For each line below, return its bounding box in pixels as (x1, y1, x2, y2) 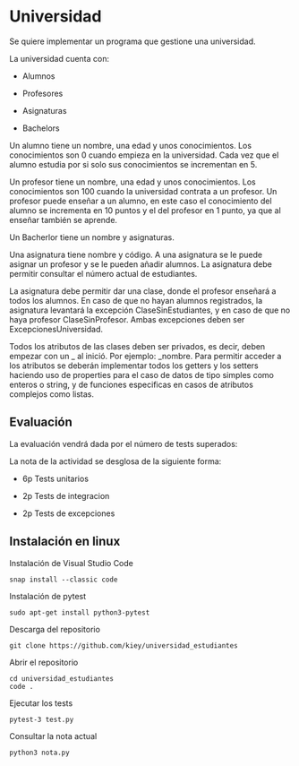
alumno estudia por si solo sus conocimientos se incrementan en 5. (9, 159, 258, 169)
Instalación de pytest (9, 590, 87, 601)
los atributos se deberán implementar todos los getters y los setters (9, 360, 259, 371)
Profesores (21, 88, 64, 99)
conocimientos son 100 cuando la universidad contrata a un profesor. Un (9, 185, 278, 196)
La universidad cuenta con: (9, 53, 110, 64)
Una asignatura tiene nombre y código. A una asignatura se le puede (9, 249, 262, 260)
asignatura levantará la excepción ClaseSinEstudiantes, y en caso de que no (9, 305, 291, 315)
